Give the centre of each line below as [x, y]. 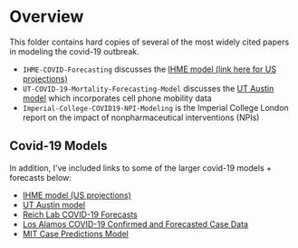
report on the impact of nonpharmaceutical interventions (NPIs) [141, 117]
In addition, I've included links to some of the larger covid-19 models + [140, 168]
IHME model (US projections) [77, 195]
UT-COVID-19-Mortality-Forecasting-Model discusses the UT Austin [148, 88]
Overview [47, 17]
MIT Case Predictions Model [75, 233]
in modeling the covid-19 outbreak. [74, 51]
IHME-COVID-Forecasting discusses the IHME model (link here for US [149, 69]
